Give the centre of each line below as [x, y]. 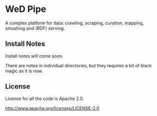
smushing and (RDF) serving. [35, 28]
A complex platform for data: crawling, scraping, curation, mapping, [75, 23]
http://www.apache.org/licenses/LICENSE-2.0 [52, 108]
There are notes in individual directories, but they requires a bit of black [78, 65]
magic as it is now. [24, 71]
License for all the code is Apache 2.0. [45, 99]
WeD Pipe [26, 9]
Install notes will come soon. [34, 56]
